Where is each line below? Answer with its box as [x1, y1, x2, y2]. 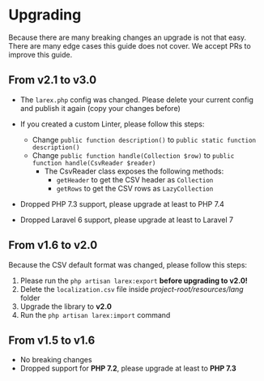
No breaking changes [19, 355, 92, 365]
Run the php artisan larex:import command [19, 310, 171, 319]
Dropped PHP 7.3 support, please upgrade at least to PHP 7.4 [19, 199, 224, 208]
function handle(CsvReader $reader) [32, 159, 156, 167]
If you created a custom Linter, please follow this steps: [19, 119, 205, 129]
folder [19, 293, 40, 302]
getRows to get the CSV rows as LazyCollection [56, 183, 214, 193]
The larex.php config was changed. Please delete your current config [19, 95, 253, 105]
